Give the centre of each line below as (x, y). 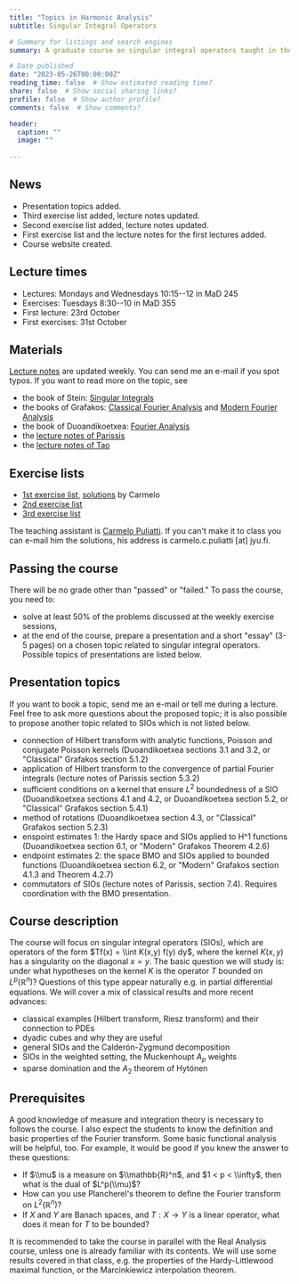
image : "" (35, 140)
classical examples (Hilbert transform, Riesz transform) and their (141, 1018)
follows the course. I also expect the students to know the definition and (141, 1129)
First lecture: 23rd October (71, 312)
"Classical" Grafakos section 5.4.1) (85, 808)
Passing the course (64, 568)
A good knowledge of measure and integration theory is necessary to (137, 1120)
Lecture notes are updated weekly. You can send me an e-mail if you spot (145, 372)
